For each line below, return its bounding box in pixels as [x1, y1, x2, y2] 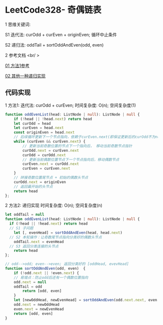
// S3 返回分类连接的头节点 [9, 244, 59, 249]
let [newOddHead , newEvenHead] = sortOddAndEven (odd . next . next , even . [14, 298, 160, 303]
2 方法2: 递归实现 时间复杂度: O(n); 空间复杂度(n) [5, 202, 103, 209]
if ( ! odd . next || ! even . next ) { [14, 270, 79, 276]
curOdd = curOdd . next [22, 152, 66, 158]
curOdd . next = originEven [14, 179, 66, 184]
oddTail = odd [14, 284, 42, 289]
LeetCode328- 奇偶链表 [5, 4, 102, 16]
